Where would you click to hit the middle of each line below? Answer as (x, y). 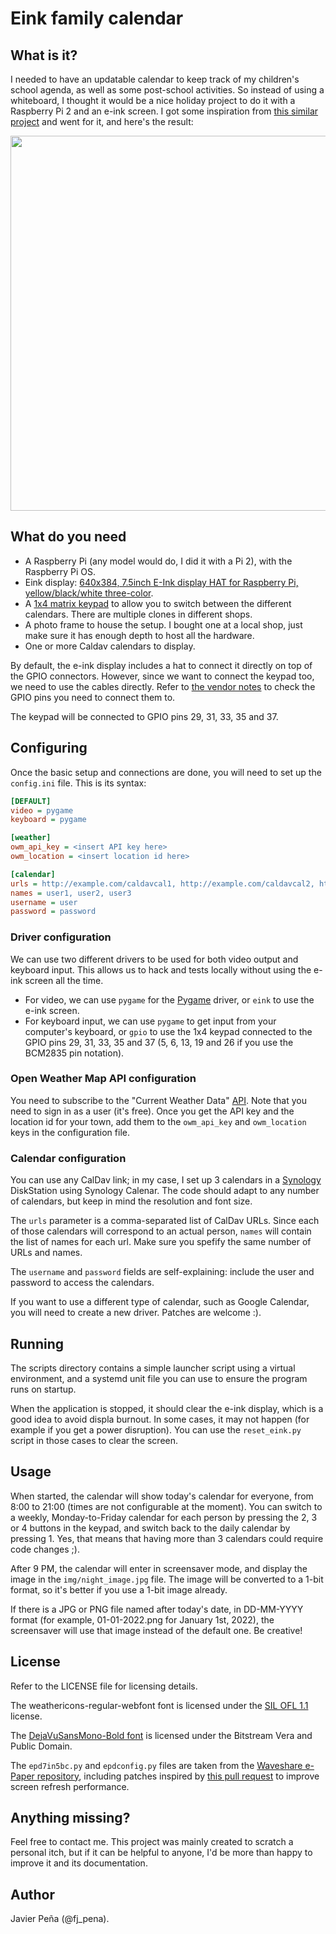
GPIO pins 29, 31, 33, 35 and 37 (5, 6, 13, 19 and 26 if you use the (159, 1042)
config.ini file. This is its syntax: (78, 783)
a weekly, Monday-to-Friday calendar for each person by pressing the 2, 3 (164, 1517)
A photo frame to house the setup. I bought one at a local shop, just (163, 624)
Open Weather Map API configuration (103, 1079)
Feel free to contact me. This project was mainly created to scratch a (152, 1842)
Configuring (49, 748)
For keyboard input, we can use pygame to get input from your (150, 1021)
